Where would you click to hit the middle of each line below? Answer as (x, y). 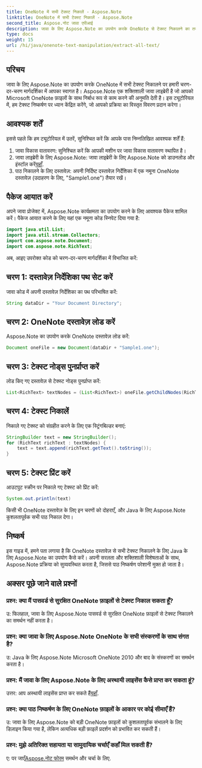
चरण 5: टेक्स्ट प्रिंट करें (38, 473)
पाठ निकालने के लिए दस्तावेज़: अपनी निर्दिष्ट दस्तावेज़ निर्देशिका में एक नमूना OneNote (97, 171)
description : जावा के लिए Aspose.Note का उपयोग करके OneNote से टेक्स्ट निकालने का (98, 29)
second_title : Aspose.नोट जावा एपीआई (50, 23)
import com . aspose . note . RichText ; (50, 246)
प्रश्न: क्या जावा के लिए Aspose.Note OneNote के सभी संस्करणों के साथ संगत (98, 637)
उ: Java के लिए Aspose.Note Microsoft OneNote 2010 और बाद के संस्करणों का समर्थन (100, 657)
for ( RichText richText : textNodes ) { (56, 443)
